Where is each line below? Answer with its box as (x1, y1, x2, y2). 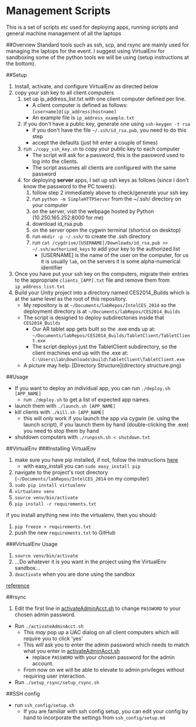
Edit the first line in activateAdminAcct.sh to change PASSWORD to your (14, 605, 181, 612)
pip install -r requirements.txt (14, 501, 97, 507)
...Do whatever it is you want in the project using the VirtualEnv (14, 558, 167, 565)
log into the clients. (32, 158, 79, 165)
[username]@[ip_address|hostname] (32, 109, 117, 115)
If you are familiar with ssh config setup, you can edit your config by (23, 708, 188, 715)
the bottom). (6, 60, 36, 67)
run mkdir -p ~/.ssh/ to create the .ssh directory (32, 232, 151, 239)
